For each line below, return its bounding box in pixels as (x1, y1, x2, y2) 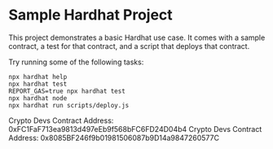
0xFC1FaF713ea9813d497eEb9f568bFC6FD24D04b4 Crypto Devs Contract (8, 124, 262, 134)
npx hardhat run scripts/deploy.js (8, 101, 130, 109)
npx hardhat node (8, 94, 68, 103)
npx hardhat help (8, 72, 68, 81)
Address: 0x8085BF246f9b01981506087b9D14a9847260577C (8, 133, 220, 142)
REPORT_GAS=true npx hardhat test (8, 87, 126, 95)
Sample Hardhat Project (8, 6, 173, 24)
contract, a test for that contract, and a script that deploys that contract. (8, 41, 250, 50)
